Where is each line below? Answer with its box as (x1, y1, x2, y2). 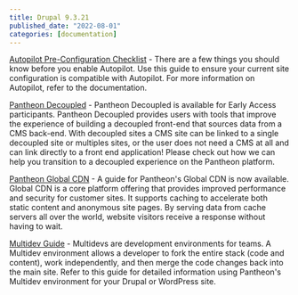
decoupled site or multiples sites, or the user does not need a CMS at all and (9, 137, 289, 148)
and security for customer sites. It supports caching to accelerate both (9, 193, 269, 203)
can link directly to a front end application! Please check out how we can (9, 147, 276, 158)
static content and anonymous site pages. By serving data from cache (9, 202, 267, 213)
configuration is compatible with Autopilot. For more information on (9, 73, 255, 84)
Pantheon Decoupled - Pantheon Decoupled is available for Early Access (9, 100, 277, 111)
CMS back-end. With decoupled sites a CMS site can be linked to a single (9, 128, 279, 139)
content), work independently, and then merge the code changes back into (9, 258, 284, 268)
